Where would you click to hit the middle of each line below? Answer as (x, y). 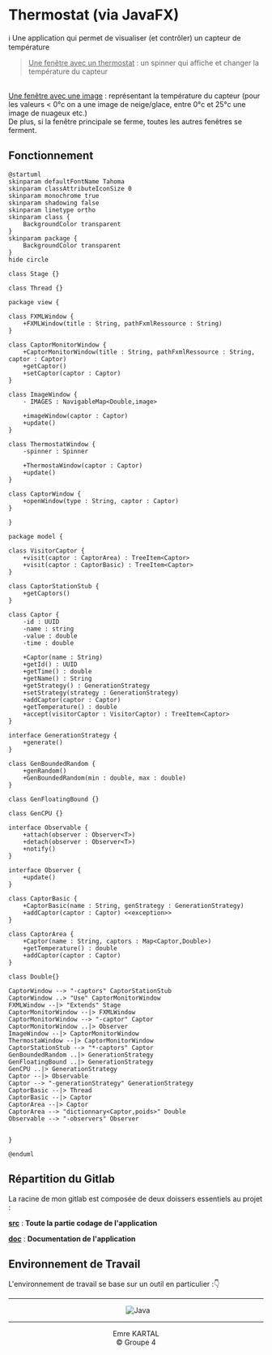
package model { (36, 536)
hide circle (28, 260)
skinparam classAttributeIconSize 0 (70, 188)
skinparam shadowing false (54, 203)
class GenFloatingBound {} (54, 799)
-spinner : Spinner (56, 451)
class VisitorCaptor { (47, 551)
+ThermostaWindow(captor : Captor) (83, 465)
